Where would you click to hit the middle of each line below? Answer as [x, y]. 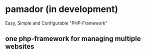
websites [20, 47]
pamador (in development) [62, 9]
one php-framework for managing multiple [73, 39]
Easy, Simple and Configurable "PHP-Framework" [56, 23]
